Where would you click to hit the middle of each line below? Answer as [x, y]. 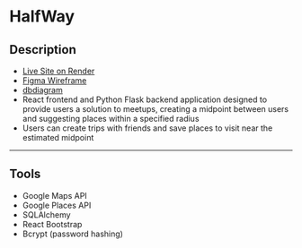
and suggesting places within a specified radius [111, 119]
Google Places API [57, 205]
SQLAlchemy [46, 214]
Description [43, 50]
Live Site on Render [58, 71]
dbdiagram [42, 90]
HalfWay [42, 17]
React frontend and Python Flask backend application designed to [145, 99]
